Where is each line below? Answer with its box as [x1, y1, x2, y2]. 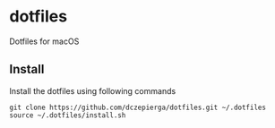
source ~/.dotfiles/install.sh [9, 110, 126, 120]
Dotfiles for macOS [9, 36, 80, 47]
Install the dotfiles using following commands [9, 85, 176, 96]
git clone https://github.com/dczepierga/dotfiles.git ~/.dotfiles [9, 103, 267, 112]
